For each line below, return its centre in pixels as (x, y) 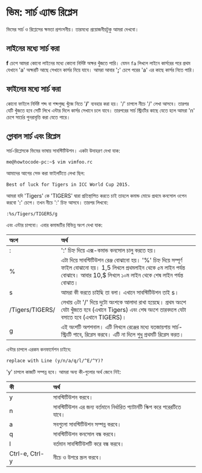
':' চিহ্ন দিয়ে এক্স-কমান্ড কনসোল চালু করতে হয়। (109, 251)
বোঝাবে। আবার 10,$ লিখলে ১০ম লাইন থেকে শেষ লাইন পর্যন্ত (122, 275)
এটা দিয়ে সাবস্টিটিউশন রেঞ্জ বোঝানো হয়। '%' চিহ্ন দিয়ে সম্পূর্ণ (122, 260)
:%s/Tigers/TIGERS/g (32, 214)
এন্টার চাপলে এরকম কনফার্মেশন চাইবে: (39, 349)
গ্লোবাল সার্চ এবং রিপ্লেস (33, 136)
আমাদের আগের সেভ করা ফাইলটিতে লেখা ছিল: (46, 173)
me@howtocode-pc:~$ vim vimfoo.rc (50, 162)
